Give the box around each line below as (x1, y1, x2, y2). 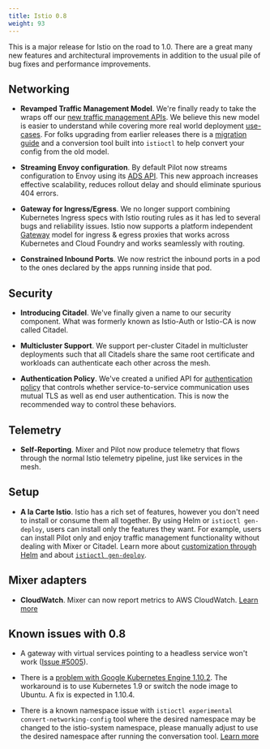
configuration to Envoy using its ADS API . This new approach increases (19, 171, 259, 181)
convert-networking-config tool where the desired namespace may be (19, 714, 256, 724)
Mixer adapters (8, 573, 88, 588)
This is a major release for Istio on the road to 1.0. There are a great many (8, 41, 253, 51)
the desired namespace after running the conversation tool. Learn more (19, 731, 259, 742)
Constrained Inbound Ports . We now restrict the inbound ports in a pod (19, 255, 261, 264)
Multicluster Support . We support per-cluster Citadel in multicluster (19, 341, 249, 351)
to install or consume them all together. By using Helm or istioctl (19, 516, 241, 525)
